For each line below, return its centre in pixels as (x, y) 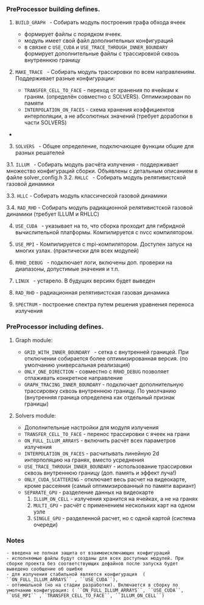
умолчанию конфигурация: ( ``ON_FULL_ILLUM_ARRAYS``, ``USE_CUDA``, (95, 590)
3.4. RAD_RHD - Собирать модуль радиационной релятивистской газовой (100, 208)
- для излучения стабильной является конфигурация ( (76, 574)
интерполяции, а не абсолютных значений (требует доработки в (108, 116)
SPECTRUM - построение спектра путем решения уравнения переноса (104, 304)
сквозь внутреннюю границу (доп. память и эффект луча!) (100, 473)
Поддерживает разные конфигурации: (65, 79)
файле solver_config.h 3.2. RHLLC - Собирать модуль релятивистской (96, 177)
